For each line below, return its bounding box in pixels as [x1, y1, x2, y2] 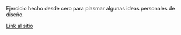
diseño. [6, 11, 25, 18]
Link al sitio [6, 23, 33, 29]
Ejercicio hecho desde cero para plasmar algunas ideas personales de [6, 5, 175, 12]
